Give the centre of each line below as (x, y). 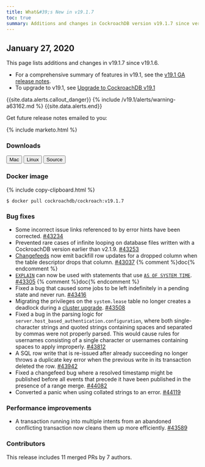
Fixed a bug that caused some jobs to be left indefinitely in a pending (102, 288)
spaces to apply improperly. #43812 (60, 347)
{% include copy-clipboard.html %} (51, 190)
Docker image (27, 176)
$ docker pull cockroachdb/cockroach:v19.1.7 (65, 201)
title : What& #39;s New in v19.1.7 (50, 12)
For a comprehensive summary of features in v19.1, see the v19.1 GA (100, 75)
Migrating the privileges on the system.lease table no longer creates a (103, 301)
